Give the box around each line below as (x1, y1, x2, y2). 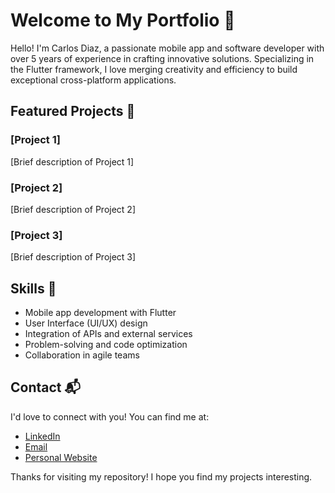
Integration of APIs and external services (24, 328, 193, 340)
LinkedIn (24, 430, 61, 442)
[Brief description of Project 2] (10, 203, 137, 215)
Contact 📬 (10, 379, 81, 396)
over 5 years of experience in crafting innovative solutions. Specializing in (10, 52, 315, 64)
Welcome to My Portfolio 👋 (10, 9, 236, 32)
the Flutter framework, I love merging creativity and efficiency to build (10, 63, 298, 75)
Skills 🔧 (10, 280, 57, 297)
